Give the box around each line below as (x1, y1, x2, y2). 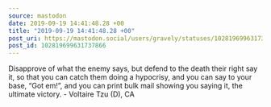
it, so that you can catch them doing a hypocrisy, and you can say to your (8, 72, 252, 82)
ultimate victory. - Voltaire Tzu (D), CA (8, 89, 135, 99)
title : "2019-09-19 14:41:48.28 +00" (8, 27, 135, 35)
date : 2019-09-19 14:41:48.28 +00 (8, 19, 125, 27)
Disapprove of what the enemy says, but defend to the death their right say (8, 64, 258, 73)
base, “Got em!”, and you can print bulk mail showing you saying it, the (8, 81, 244, 91)
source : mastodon (8, 11, 67, 20)
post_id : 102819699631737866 (8, 42, 106, 50)
